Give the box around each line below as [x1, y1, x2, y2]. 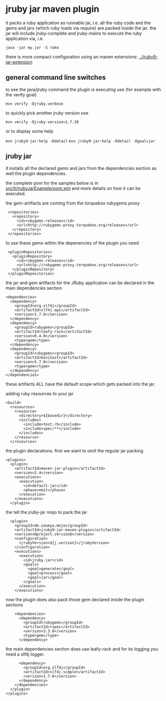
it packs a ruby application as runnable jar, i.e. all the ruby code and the [5, 20, 151, 26]
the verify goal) [5, 91, 37, 97]
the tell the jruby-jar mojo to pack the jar [5, 509, 87, 515]
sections [5, 602, 23, 608]
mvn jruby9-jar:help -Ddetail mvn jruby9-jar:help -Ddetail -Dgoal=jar [5, 138, 155, 144]
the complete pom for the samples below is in [5, 180, 98, 186]
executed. [5, 190, 26, 196]
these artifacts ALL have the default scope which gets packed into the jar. [5, 381, 156, 387]
